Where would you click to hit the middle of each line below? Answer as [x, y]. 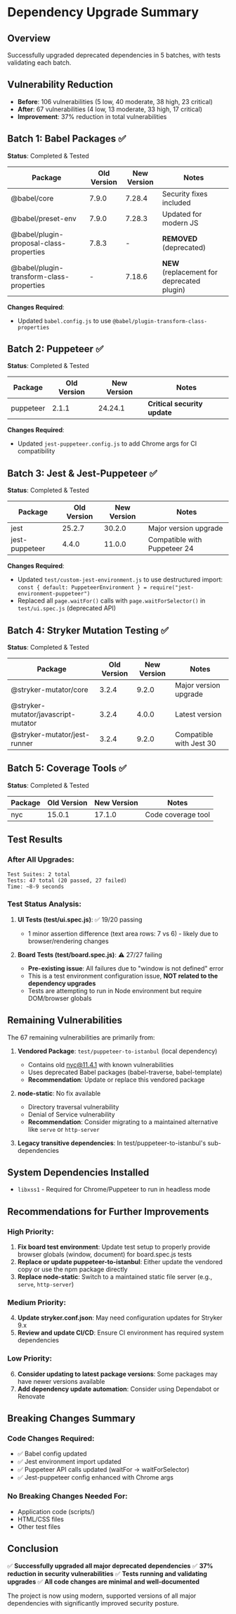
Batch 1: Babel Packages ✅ [67, 139]
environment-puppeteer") [54, 594]
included [176, 203]
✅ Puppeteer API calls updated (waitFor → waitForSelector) [103, 1470]
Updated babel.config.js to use [64, 320]
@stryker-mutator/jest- [50, 735]
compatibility [36, 451]
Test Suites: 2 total [39, 874]
